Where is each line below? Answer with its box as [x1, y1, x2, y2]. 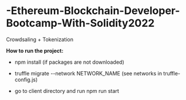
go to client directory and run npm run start [14, 87, 119, 94]
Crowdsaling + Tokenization [6, 36, 73, 43]
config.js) [14, 76, 38, 83]
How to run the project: [6, 47, 63, 54]
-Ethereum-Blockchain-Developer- [6, 4, 180, 18]
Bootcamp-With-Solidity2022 [6, 16, 155, 30]
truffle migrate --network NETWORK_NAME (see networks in [14, 70, 163, 77]
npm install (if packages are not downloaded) [14, 58, 124, 65]
